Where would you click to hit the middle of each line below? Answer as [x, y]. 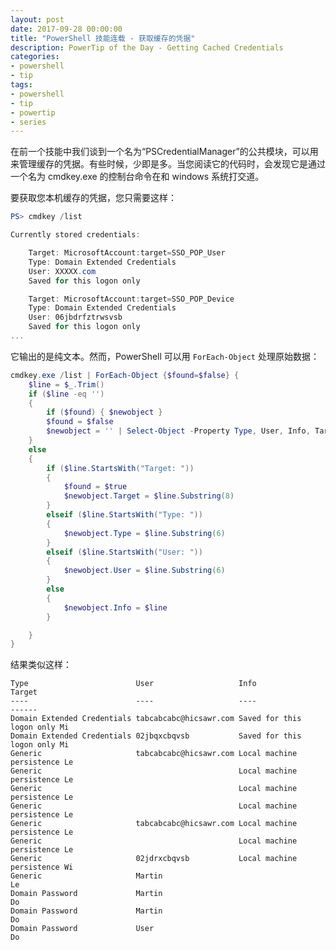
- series [28, 122]
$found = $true [95, 487]
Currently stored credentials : [75, 235]
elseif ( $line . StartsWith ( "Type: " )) [124, 515]
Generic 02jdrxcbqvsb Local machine [154, 859]
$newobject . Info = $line [115, 607]
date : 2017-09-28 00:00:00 [66, 29]
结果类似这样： [41, 665]
